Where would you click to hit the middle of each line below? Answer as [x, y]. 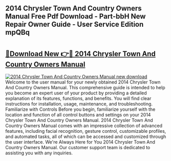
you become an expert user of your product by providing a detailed [76, 93]
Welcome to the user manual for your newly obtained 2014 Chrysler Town [83, 82]
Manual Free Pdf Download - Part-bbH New [76, 17]
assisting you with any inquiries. [39, 153]
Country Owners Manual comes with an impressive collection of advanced [84, 126]
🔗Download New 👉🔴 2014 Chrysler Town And [81, 54]
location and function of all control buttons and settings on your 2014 [78, 115]
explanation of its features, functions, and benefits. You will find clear [78, 98]
